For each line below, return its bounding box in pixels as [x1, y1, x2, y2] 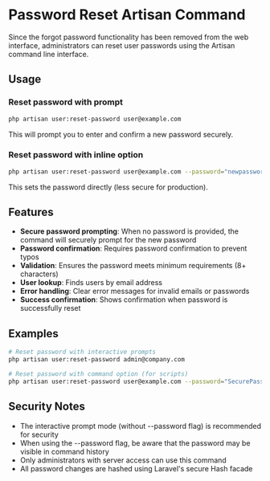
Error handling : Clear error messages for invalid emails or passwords [19, 287, 250, 296]
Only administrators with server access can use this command [19, 455, 227, 465]
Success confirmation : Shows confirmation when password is [19, 295, 228, 304]
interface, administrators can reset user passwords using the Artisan [8, 40, 235, 50]
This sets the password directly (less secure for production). [8, 182, 209, 192]
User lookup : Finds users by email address [19, 278, 163, 287]
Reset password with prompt [8, 96, 123, 108]
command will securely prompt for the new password [19, 235, 197, 245]
